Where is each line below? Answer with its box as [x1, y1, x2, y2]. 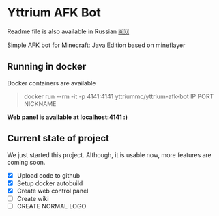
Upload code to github [16, 171, 81, 179]
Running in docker [7, 61, 87, 72]
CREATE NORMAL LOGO [16, 202, 87, 210]
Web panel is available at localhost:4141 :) [7, 113, 128, 121]
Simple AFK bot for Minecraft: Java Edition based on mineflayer [7, 41, 186, 49]
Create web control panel [16, 187, 89, 195]
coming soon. [7, 158, 46, 166]
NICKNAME [23, 99, 57, 107]
